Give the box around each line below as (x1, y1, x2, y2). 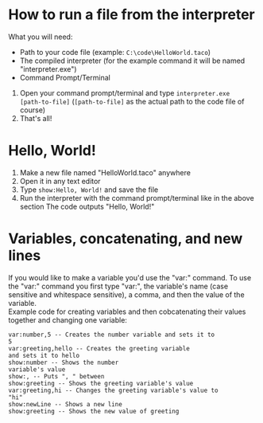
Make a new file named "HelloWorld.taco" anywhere (19, 167, 191, 177)
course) (19, 105, 46, 115)
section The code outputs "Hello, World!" (19, 202, 155, 211)
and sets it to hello (8, 351, 80, 359)
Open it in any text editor (19, 176, 101, 186)
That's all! (19, 113, 52, 123)
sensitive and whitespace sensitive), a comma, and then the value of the (8, 289, 245, 300)
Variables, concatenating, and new (8, 229, 243, 248)
